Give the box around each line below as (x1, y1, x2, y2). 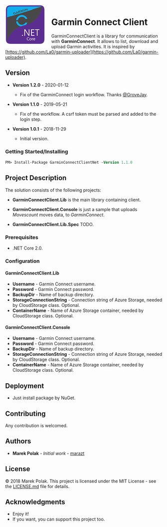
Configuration (5, 258, 40, 264)
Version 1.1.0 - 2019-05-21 (12, 101, 67, 107)
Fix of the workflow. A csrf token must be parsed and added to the (19, 111, 157, 117)
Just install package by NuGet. (12, 395, 76, 401)
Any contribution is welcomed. (5, 422, 68, 428)
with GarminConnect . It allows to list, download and (51, 38, 159, 44)
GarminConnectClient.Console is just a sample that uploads (12, 206, 138, 212)
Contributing (5, 409, 46, 418)
